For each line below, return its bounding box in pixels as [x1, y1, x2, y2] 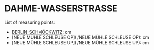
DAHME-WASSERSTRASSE [4, 3, 118, 14]
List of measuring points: [4, 19, 55, 25]
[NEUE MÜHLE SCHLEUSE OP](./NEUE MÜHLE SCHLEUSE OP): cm [11, 34, 149, 40]
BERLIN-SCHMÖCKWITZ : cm [11, 29, 72, 35]
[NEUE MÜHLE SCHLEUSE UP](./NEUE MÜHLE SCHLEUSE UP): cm [11, 39, 149, 45]
